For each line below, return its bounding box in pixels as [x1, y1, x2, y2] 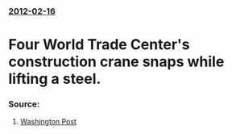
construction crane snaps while [8, 52, 225, 71]
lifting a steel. [8, 70, 101, 88]
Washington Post [19, 117, 77, 127]
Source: [8, 98, 40, 110]
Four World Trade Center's [8, 36, 190, 54]
